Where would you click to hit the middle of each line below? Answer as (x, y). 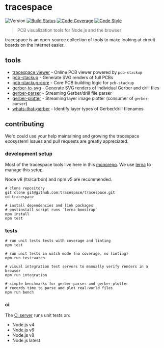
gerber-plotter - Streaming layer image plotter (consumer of (73, 98)
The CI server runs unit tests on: (38, 315)
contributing (25, 124)
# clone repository (25, 188)
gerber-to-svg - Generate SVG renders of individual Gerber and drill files (86, 88)
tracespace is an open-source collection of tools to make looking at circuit (80, 40)
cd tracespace (20, 197)
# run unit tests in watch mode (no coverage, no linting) (67, 254)
